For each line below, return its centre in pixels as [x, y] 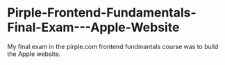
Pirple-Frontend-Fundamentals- [102, 13]
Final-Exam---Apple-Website [93, 27]
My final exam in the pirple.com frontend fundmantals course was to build [113, 46]
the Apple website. [34, 54]
